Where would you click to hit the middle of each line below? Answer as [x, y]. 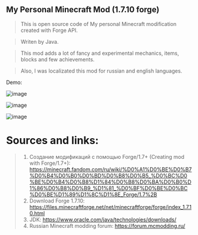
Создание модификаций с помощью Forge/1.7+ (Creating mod [107, 156]
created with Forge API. [49, 30]
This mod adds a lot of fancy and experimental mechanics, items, [100, 53]
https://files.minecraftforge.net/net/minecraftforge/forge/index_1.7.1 [110, 207]
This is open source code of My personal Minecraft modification [98, 24]
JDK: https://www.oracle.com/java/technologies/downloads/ [103, 219]
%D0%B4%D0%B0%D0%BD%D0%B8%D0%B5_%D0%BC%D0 [108, 175]
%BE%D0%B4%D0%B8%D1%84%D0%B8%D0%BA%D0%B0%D [110, 182]
